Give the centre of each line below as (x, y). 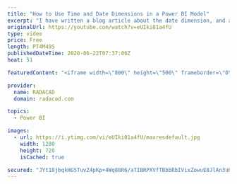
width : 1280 (37, 144)
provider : (22, 86)
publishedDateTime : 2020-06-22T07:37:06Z (69, 54)
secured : (20, 170)
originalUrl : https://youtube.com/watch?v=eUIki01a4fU (90, 27)
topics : (19, 111)
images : (19, 131)
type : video (25, 34)
